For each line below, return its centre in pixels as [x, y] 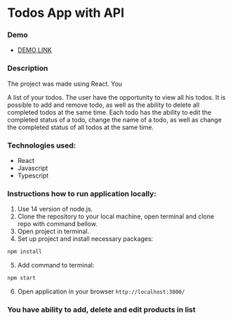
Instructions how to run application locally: [82, 194]
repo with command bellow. [58, 224]
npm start [22, 278]
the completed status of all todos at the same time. [81, 127]
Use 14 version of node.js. [55, 209]
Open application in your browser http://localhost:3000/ [101, 291]
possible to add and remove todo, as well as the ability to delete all [104, 105]
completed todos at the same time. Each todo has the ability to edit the [109, 112]
